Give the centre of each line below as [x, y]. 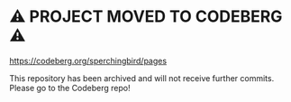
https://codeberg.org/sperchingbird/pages [88, 60]
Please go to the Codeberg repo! [70, 88]
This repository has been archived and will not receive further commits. [142, 78]
